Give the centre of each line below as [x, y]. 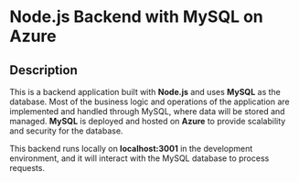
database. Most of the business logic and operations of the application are [149, 102]
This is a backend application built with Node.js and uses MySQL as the [145, 92]
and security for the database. [66, 131]
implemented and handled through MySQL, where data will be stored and [147, 111]
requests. [27, 168]
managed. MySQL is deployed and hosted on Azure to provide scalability [148, 121]
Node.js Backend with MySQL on [136, 17]
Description [43, 70]
